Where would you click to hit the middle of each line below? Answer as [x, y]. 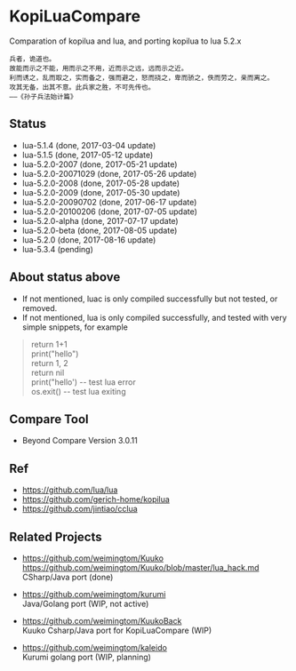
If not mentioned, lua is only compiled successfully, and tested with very [154, 317]
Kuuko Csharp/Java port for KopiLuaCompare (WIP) [117, 630]
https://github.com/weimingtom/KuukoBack [102, 621]
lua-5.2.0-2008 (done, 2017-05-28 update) [101, 183]
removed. [40, 308]
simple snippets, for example [75, 327]
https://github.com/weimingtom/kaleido [94, 647]
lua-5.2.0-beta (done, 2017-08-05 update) [100, 230]
